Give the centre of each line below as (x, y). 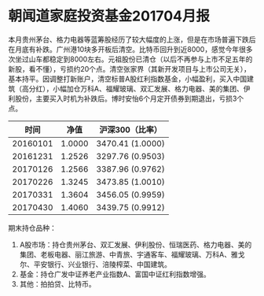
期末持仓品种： (32, 228)
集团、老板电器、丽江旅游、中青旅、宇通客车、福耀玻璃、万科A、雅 (128, 254)
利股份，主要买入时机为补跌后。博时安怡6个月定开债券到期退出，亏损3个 (126, 98)
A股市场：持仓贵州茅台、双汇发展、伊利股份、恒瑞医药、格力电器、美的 (136, 244)
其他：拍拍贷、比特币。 (57, 283)
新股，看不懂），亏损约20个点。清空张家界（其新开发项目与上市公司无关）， (130, 68)
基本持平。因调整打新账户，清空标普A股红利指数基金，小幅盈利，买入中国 (128, 79)
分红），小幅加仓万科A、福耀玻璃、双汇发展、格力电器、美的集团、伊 (139, 88)
